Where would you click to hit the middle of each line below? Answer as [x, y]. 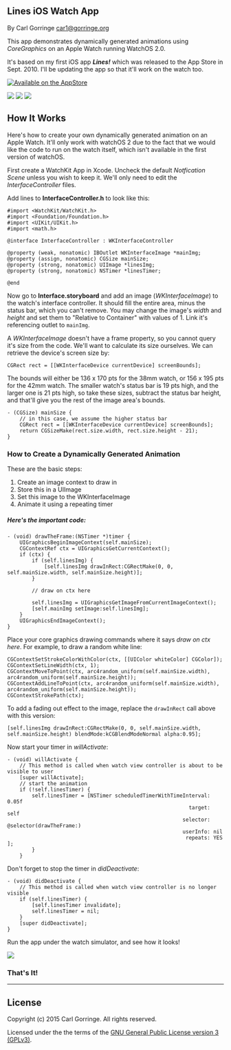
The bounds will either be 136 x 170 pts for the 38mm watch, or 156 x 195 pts [115, 378]
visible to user [30, 772]
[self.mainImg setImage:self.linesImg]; [90, 609]
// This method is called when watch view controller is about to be [121, 765]
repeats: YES [204, 838]
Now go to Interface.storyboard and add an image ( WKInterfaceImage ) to [113, 296]
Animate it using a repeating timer [65, 504]
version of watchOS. [36, 157]
